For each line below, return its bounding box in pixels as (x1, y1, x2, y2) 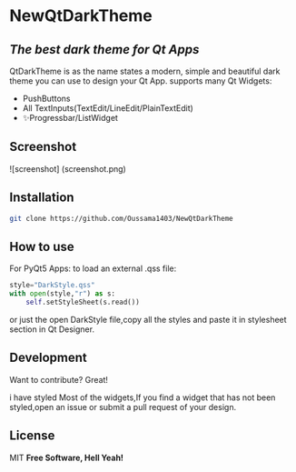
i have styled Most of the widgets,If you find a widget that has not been (9, 392, 276, 403)
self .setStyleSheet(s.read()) (25, 297, 141, 307)
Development (9, 350, 88, 366)
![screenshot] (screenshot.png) (9, 163, 127, 174)
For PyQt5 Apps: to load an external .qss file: (9, 263, 177, 274)
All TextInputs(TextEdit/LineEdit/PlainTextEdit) (22, 103, 193, 114)
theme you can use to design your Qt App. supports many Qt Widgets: (9, 75, 272, 86)
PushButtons (22, 93, 71, 104)
